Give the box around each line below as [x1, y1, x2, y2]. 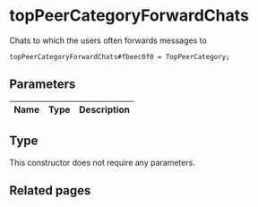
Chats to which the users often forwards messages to [9, 35, 208, 46]
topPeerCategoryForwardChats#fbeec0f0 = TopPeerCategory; [9, 52, 230, 61]
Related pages [9, 183, 91, 198]
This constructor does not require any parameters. [9, 157, 195, 168]
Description [79, 103, 130, 116]
